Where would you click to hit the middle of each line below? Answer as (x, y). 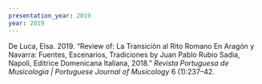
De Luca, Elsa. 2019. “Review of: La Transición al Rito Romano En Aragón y (131, 46)
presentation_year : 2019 (50, 16)
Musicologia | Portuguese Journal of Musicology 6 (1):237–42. (111, 71)
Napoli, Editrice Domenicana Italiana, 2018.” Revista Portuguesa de (119, 63)
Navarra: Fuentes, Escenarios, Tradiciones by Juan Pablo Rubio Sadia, (124, 54)
